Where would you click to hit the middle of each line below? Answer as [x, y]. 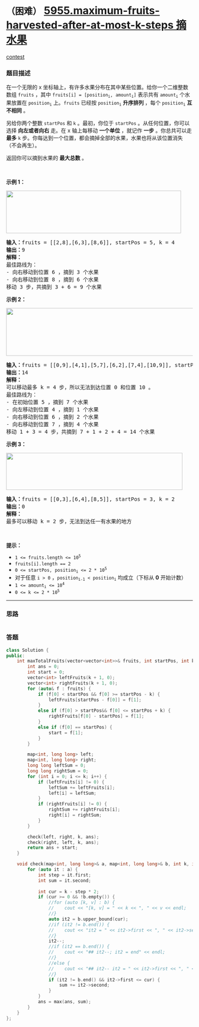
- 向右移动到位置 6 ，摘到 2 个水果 [52, 417]
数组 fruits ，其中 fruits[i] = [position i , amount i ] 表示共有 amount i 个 [96, 95]
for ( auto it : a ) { [53, 870]
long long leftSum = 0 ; [57, 766]
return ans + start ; [53, 848]
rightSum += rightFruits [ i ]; [84, 810]
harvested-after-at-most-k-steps [90, 25]
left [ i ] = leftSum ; [72, 793]
